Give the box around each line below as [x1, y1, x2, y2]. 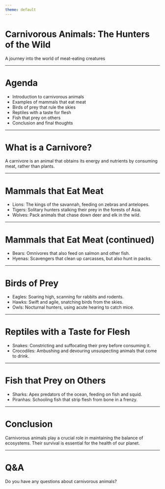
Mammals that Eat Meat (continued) [5, 234, 155, 245]
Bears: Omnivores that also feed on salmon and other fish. [12, 250, 130, 256]
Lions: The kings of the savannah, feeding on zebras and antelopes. [12, 202, 150, 207]
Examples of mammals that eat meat [12, 99, 86, 105]
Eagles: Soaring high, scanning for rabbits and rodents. [12, 294, 124, 300]
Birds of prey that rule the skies [12, 104, 76, 110]
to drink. [12, 353, 29, 359]
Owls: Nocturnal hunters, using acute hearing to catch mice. [12, 304, 134, 310]
